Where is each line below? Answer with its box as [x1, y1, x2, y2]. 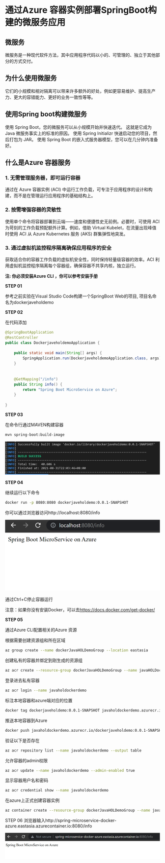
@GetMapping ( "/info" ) [14, 376, 58, 381]
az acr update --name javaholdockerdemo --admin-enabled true [5, 768, 135, 773]
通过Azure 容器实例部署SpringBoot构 [5, 4, 157, 16]
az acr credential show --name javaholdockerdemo [5, 788, 109, 793]
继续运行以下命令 [5, 489, 40, 496]
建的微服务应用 [5, 17, 66, 28]
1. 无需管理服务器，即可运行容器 [5, 174, 81, 181]
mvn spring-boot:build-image [5, 432, 65, 437]
